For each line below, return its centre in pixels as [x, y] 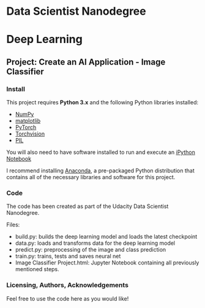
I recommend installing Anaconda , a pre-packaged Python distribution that [100, 171]
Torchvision [30, 134]
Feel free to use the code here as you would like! [68, 298]
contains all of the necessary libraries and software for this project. [91, 177]
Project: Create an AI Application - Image [86, 62]
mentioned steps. [37, 269]
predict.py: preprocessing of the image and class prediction [91, 250]
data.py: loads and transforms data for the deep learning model [95, 243]
